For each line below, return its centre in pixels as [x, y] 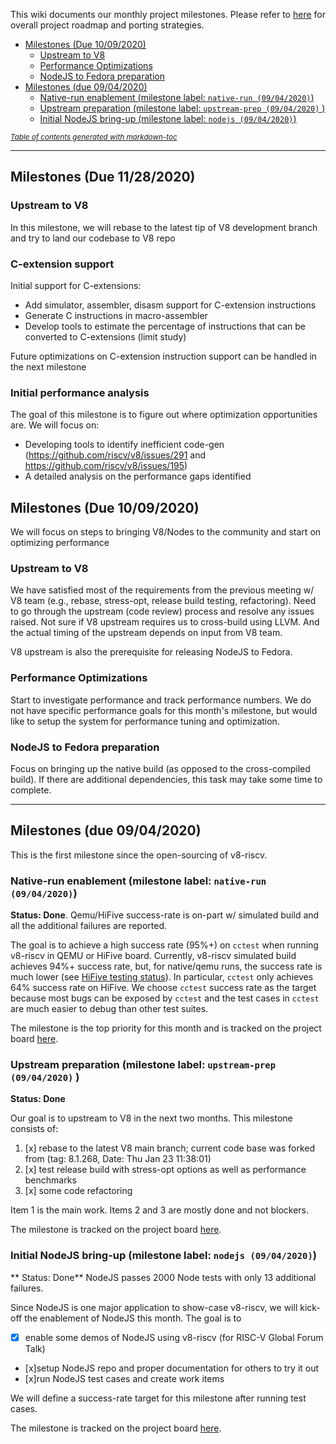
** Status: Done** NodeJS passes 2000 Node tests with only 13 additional [163, 1277]
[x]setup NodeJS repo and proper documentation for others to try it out [172, 1368]
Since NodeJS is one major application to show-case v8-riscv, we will [154, 1307]
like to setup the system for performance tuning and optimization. [145, 721]
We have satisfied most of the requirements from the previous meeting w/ [162, 590]
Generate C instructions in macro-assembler [116, 315]
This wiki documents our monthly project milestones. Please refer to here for [168, 14]
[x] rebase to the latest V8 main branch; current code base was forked [170, 1148]
